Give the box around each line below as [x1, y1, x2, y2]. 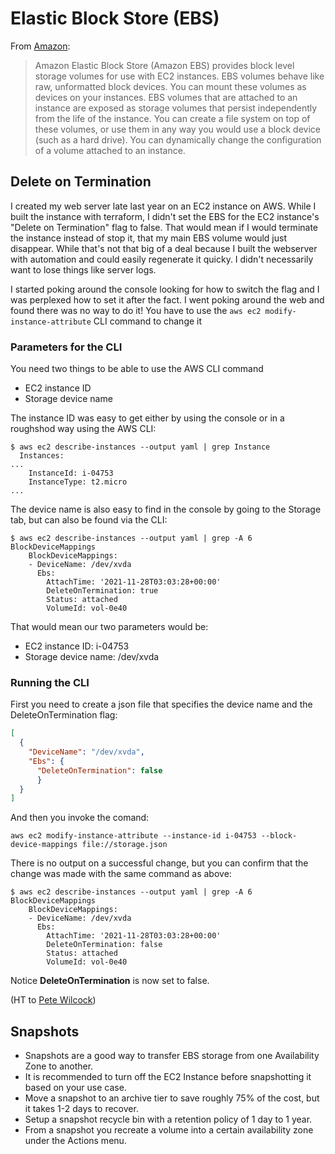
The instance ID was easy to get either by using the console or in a [10, 412, 285, 424]
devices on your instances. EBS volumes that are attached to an [34, 91, 298, 103]
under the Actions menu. [24, 1135, 127, 1147]
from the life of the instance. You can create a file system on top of [34, 112, 311, 124]
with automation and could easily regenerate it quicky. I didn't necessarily [10, 253, 314, 265]
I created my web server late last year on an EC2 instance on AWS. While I [10, 200, 317, 212]
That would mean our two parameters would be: [10, 621, 209, 633]
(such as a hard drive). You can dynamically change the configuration [34, 133, 322, 146]
